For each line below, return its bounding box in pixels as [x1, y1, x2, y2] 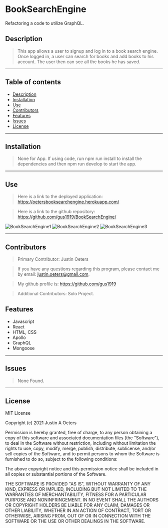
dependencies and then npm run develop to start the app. [17, 161, 136, 167]
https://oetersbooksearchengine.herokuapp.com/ [17, 199, 119, 205]
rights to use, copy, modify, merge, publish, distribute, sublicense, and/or [5, 445, 156, 452]
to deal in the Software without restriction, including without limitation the [5, 440, 156, 446]
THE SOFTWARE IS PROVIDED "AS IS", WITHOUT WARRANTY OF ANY [5, 481, 151, 487]
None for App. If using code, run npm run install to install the [17, 155, 142, 161]
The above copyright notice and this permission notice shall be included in [5, 466, 158, 472]
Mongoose [12, 345, 35, 351]
